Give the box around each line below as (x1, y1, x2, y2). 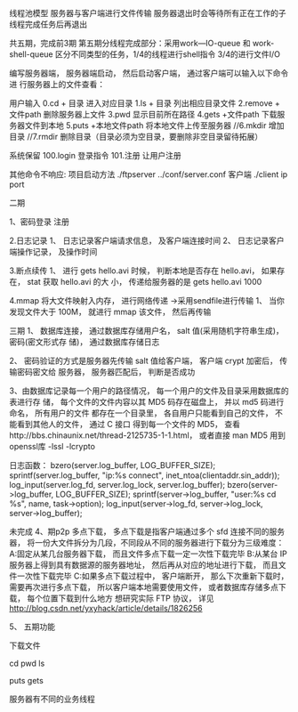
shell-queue (9, 49, 53, 60)
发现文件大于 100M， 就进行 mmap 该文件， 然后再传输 (9, 306, 212, 317)
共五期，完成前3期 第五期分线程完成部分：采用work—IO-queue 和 (9, 38, 251, 48)
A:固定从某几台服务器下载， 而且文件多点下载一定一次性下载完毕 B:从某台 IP (9, 548, 287, 559)
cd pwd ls (9, 658, 45, 668)
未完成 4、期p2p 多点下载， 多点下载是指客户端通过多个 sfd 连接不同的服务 (9, 526, 286, 537)
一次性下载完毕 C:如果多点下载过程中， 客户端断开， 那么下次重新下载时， (16, 570, 289, 581)
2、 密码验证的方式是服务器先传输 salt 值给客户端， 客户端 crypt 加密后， (9, 355, 278, 366)
